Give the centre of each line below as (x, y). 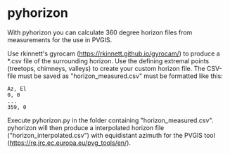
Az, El (17, 89)
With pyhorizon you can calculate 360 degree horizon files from (100, 32)
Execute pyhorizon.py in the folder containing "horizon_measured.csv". (110, 120)
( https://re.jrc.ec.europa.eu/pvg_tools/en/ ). (69, 143)
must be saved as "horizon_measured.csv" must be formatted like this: (120, 76)
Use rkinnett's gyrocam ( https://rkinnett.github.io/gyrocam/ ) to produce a (114, 53)
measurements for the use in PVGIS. (60, 39)
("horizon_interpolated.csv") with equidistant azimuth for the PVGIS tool (111, 135)
